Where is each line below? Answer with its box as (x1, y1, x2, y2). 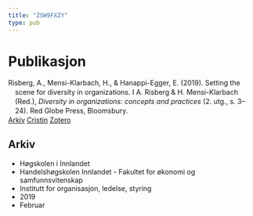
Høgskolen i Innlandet (19, 158, 90, 168)
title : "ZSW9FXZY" (8, 11, 68, 20)
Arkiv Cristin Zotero (8, 115, 71, 124)
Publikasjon (8, 52, 86, 70)
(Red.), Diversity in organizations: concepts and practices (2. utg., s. (15, 97, 237, 106)
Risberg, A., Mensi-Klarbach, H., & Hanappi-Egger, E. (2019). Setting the (8, 78, 240, 88)
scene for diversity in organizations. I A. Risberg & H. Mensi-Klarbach (15, 88, 239, 97)
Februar (19, 200, 45, 210)
